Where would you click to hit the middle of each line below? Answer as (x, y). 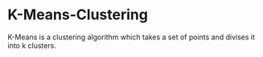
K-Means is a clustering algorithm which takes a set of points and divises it (131, 37)
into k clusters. (32, 45)
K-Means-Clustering (78, 15)
